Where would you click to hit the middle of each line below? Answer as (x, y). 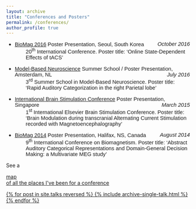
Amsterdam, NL (33, 75)
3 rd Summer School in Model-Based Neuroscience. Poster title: (100, 81)
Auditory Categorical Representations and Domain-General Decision (106, 148)
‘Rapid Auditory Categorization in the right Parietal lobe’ (91, 88)
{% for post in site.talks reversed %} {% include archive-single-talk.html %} (97, 194)
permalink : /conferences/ (37, 22)
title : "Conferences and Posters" (48, 17)
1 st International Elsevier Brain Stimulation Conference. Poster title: (105, 112)
